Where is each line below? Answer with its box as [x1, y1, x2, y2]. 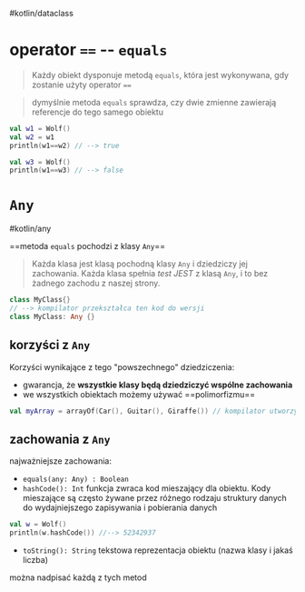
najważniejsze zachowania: [9, 456, 112, 467]
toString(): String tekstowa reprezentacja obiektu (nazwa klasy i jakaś [22, 545, 293, 556]
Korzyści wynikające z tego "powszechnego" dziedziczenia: [9, 361, 235, 372]
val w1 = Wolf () [9, 124, 71, 133]
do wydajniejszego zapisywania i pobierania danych [22, 502, 218, 513]
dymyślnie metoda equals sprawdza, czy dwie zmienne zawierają [31, 96, 277, 107]
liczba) [22, 555, 48, 566]
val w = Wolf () [9, 520, 67, 529]
